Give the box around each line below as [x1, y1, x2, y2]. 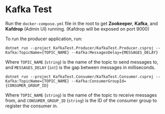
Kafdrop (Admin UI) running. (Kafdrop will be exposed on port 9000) [5, 25, 150, 32]
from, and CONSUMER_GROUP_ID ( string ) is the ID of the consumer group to [5, 97, 157, 103]
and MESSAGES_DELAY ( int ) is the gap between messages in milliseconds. [5, 64, 156, 70]
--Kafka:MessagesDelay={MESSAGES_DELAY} [71, 50, 158, 55]
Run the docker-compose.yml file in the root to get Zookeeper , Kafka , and [5, 20, 158, 26]
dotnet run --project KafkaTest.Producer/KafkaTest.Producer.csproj [5, 45, 154, 50]
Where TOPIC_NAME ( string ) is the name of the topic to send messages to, [5, 59, 159, 65]
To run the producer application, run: [5, 36, 82, 42]
